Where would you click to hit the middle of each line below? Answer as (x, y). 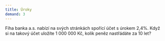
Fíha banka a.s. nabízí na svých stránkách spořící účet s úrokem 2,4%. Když (83, 28)
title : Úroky (19, 10)
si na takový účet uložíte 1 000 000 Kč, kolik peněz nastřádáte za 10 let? (78, 33)
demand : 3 (15, 14)
